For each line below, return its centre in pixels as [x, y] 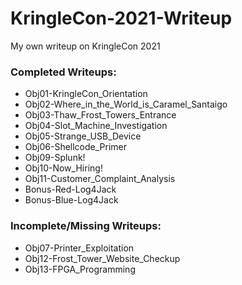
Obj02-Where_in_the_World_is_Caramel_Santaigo [126, 104]
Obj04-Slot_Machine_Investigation [96, 126]
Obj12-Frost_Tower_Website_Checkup [102, 258]
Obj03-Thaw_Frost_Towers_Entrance [100, 115]
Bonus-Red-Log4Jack [70, 189]
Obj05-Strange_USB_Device [83, 136]
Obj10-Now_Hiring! [63, 168]
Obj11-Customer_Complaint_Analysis [100, 179]
